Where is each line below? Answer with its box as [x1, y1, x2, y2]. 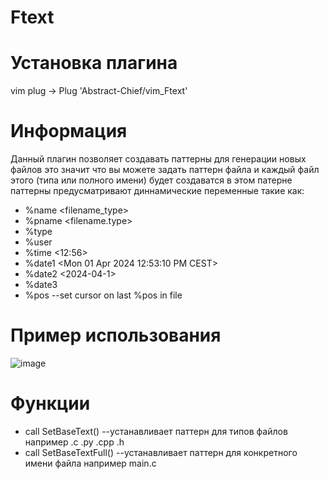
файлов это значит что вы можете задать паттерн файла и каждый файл [10, 164, 320, 176]
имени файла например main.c [24, 457, 157, 469]
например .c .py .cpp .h [24, 436, 125, 448]
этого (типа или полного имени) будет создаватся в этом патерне [10, 174, 293, 186]
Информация [10, 120, 128, 143]
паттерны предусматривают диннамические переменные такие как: [10, 185, 305, 197]
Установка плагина [10, 52, 178, 75]
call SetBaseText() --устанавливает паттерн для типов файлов [24, 425, 288, 437]
